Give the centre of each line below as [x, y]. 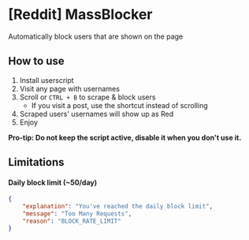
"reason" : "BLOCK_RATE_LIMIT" [72, 221]
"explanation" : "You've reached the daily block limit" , [118, 207]
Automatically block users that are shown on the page [96, 36]
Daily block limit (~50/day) [52, 182]
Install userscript [46, 80]
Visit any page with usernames [70, 88]
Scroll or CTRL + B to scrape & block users [87, 97]
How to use [36, 61]
